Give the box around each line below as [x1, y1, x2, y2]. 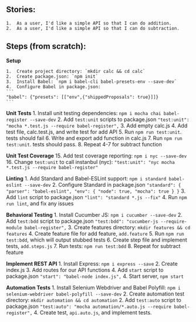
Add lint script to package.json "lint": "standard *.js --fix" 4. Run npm [6, 193, 187, 200]
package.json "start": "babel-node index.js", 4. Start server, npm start [6, 273, 184, 280]
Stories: [6, 5, 36, 15]
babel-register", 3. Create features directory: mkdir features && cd [24, 223, 191, 231]
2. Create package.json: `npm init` [6, 73, 99, 79]
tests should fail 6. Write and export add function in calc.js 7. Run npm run [6, 135, 183, 142]
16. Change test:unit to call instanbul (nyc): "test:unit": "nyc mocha [6, 158, 175, 165]
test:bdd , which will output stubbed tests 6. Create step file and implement [6, 236, 188, 243]
